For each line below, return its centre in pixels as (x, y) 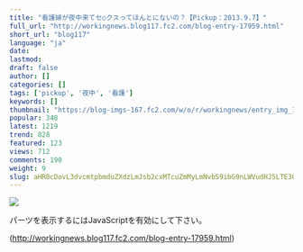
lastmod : (26, 59)
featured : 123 (36, 143)
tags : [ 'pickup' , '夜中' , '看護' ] (71, 93)
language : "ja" (38, 43)
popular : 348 (34, 118)
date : (19, 51)
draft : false (34, 68)
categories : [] (38, 85)
